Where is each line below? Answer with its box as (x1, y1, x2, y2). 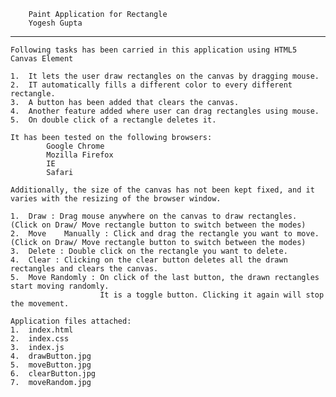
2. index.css (10, 334, 70, 344)
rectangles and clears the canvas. (10, 264, 159, 274)
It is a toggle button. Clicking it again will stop (99, 290, 325, 300)
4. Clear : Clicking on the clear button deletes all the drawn (10, 255, 288, 265)
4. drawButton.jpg (10, 351, 92, 361)
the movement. (10, 299, 70, 309)
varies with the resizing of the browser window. (10, 194, 222, 204)
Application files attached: (10, 316, 132, 326)
